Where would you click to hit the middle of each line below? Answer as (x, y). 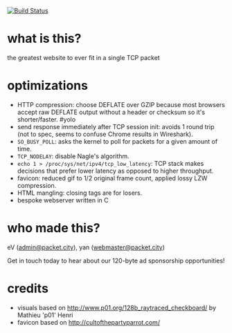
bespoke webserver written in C (63, 200)
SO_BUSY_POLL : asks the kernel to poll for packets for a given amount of (117, 141)
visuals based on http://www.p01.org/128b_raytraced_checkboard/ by (117, 307)
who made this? (54, 228)
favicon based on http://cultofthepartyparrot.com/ (89, 322)
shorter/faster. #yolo (46, 119)
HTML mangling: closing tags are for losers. (80, 193)
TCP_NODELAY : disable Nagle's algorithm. (73, 156)
